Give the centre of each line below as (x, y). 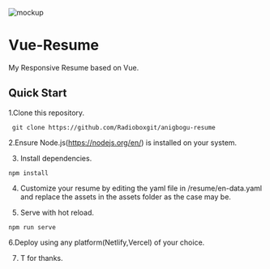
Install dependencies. (56, 158)
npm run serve (32, 227)
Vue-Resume (54, 45)
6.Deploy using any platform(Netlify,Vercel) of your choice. (107, 242)
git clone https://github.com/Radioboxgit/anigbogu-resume (114, 127)
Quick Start (38, 93)
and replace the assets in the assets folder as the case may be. (125, 196)
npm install (28, 173)
